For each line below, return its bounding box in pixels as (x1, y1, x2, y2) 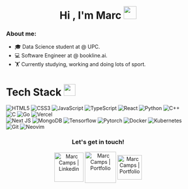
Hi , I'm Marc (59, 9, 121, 22)
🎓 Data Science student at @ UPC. (14, 43, 100, 50)
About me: (6, 30, 37, 38)
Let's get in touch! (72, 138, 124, 146)
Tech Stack (6, 85, 62, 99)
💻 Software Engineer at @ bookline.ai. (14, 52, 108, 59)
